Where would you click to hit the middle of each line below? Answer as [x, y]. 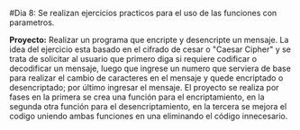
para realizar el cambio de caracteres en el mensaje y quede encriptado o [146, 78]
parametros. [32, 22]
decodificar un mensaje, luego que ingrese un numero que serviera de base [150, 68]
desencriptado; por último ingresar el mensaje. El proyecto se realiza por [144, 87]
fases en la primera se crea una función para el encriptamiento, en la [137, 97]
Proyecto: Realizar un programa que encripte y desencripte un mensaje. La [149, 40]
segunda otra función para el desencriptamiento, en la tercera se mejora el [148, 106]
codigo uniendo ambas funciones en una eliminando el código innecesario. [149, 116]
